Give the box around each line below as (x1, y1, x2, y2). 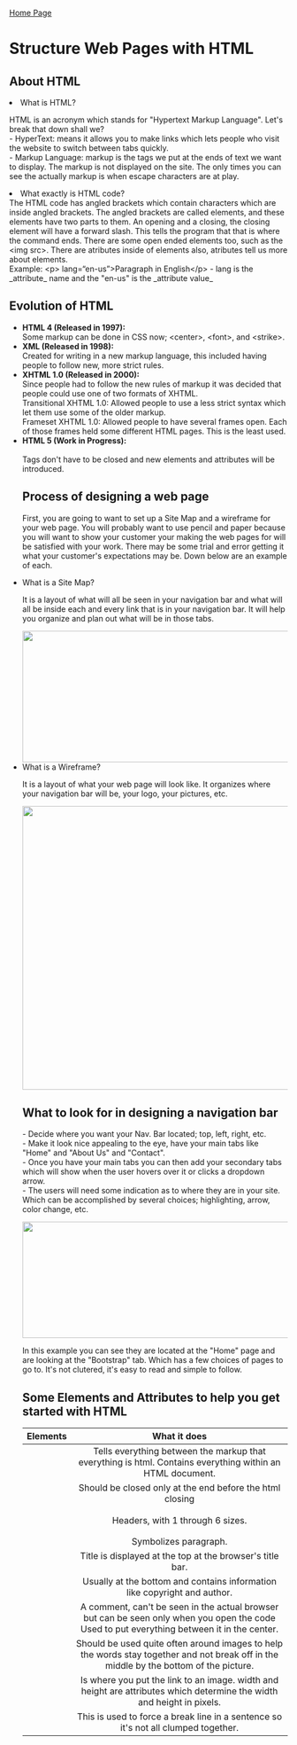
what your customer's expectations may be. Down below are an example (21, 550, 287, 561)
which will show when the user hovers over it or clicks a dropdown (21, 1166, 265, 1178)
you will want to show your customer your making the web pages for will (21, 531, 286, 542)
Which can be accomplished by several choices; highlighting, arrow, (21, 1194, 270, 1205)
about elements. (9, 254, 68, 264)
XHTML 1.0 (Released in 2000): (21, 369, 140, 380)
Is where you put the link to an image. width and (80, 1674, 279, 1686)
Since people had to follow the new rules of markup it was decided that (21, 379, 282, 389)
